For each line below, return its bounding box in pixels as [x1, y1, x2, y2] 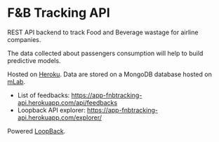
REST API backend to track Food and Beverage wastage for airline [7, 28, 199, 36]
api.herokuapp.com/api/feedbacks [17, 98, 118, 106]
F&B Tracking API [7, 5, 110, 21]
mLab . [7, 77, 26, 85]
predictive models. [7, 56, 61, 64]
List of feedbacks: [17, 91, 70, 99]
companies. [7, 35, 41, 43]
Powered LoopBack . [7, 127, 66, 135]
